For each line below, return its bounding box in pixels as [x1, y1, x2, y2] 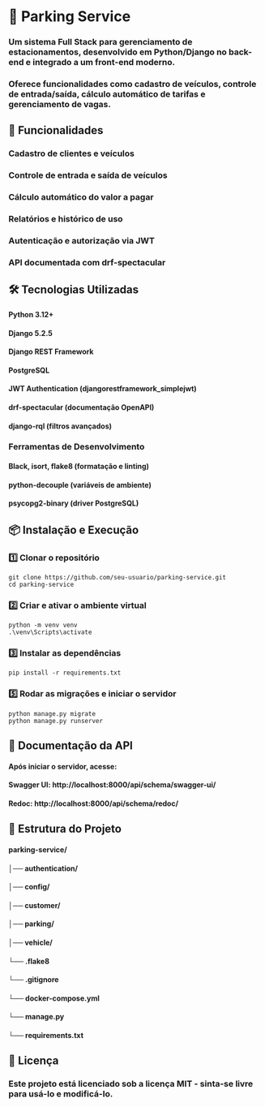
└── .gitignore [8, 975, 59, 984]
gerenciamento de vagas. [8, 99, 111, 110]
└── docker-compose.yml [8, 993, 100, 1003]
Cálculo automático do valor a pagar [8, 192, 154, 203]
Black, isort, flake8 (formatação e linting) [8, 462, 150, 472]
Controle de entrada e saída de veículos [8, 170, 168, 181]
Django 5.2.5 [8, 328, 53, 338]
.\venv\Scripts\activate [8, 628, 92, 636]
